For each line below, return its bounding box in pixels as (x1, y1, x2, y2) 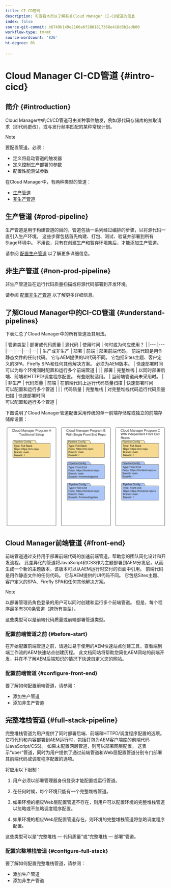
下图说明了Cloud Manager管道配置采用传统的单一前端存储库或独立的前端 (5, 410, 158, 416)
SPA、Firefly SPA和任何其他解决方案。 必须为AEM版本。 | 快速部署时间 (14, 361, 163, 367)
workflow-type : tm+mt (5, 30, 51, 35)
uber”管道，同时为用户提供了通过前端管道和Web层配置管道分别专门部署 (12, 749, 162, 755)
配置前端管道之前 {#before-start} (5, 630, 88, 637)
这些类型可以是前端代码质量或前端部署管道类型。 (5, 616, 108, 622)
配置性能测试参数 (12, 168, 49, 174)
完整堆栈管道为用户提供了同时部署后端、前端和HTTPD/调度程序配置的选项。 (5, 730, 165, 737)
